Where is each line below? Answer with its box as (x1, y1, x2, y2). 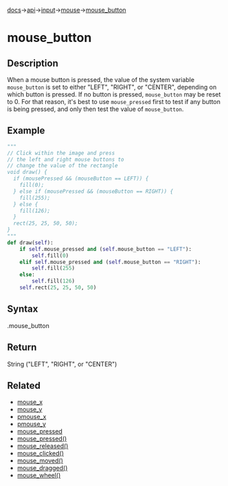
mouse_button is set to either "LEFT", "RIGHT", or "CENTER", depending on (7, 83, 217, 91)
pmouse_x (16, 413, 47, 421)
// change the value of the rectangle (7, 162, 118, 170)
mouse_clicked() (16, 449, 64, 458)
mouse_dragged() (16, 464, 68, 472)
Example (7, 125, 45, 136)
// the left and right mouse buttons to (7, 156, 125, 163)
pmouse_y (16, 420, 47, 428)
